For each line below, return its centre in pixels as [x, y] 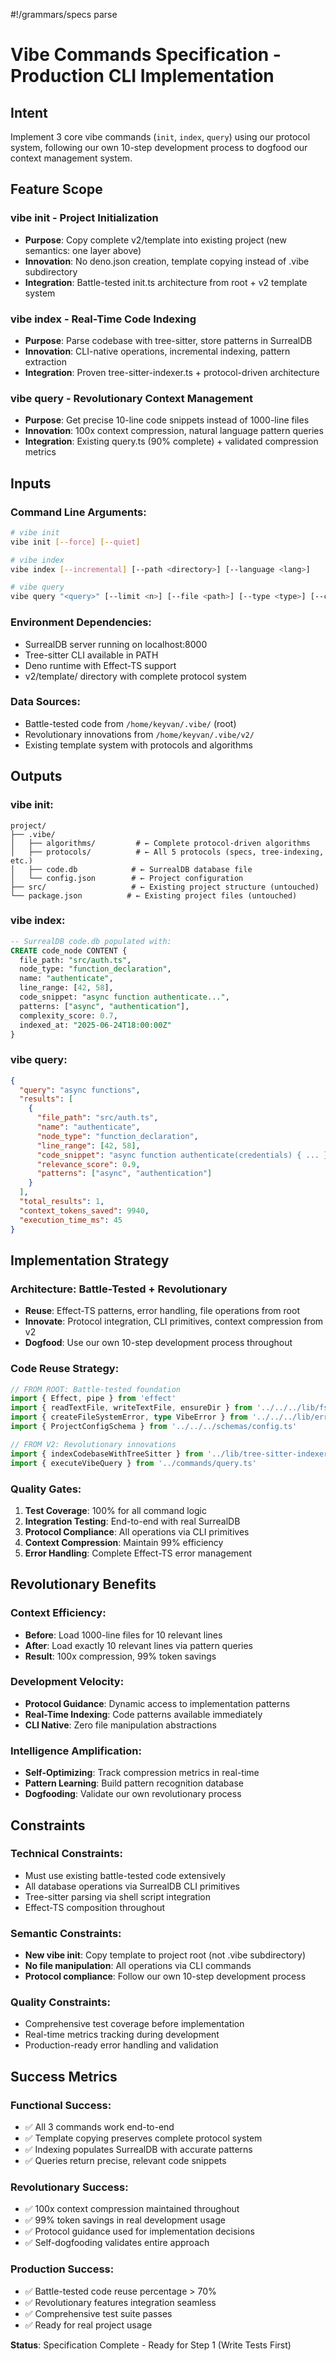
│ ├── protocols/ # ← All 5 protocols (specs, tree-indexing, [167, 852]
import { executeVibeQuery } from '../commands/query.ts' [133, 1463]
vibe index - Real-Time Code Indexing [103, 319]
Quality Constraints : [60, 2002]
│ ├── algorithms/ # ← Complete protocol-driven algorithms [160, 843]
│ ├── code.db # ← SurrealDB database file [131, 869]
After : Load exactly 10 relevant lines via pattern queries [138, 1645]
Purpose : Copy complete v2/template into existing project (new [155, 240]
